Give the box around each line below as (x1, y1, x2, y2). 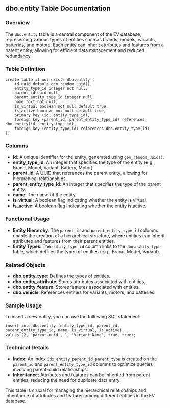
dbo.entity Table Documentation (5, 4, 111, 13)
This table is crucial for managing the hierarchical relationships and (5, 387, 147, 393)
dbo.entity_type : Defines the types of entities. (12, 273, 111, 279)
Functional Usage (5, 215, 50, 222)
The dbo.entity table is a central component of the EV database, (5, 31, 141, 37)
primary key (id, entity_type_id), (14, 112, 90, 118)
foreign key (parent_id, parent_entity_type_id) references (14, 117, 145, 122)
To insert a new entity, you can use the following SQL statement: (5, 314, 141, 320)
